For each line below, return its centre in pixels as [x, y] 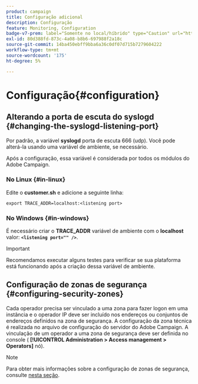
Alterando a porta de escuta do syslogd [80, 117]
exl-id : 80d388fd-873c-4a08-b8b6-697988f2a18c [64, 39]
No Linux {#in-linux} [36, 179]
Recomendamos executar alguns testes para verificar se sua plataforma [93, 260]
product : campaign [29, 12]
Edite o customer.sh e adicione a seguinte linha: [65, 192]
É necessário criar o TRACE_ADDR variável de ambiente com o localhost [95, 231]
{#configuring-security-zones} [65, 294]
